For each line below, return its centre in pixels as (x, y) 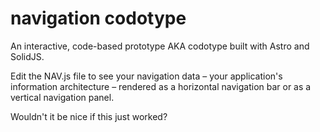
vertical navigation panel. (62, 97)
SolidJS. (27, 56)
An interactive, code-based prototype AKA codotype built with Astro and (160, 46)
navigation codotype (98, 18)
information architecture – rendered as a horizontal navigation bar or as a (161, 86)
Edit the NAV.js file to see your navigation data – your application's (146, 76)
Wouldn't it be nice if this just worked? (89, 116)
